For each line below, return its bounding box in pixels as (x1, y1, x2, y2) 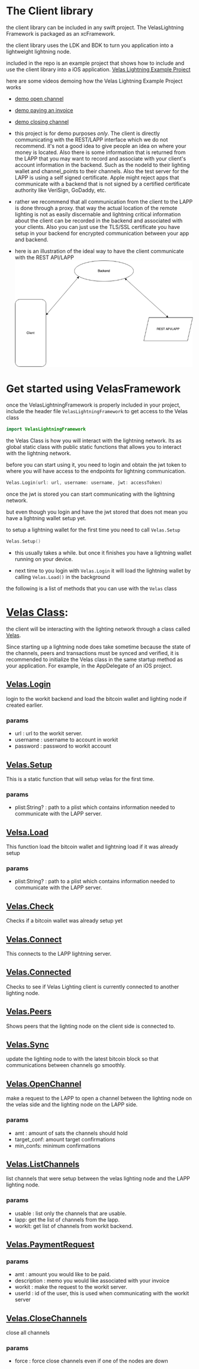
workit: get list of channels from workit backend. (14, 1222, 133, 1229)
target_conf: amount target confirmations (14, 1135, 115, 1143)
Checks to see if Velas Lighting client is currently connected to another (6, 983, 179, 990)
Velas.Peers (6, 1006, 52, 1017)
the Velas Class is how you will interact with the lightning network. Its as (6, 437, 182, 444)
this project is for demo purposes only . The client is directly (14, 130, 160, 137)
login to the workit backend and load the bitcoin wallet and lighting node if (6, 695, 187, 702)
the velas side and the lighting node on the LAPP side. (6, 1101, 138, 1108)
